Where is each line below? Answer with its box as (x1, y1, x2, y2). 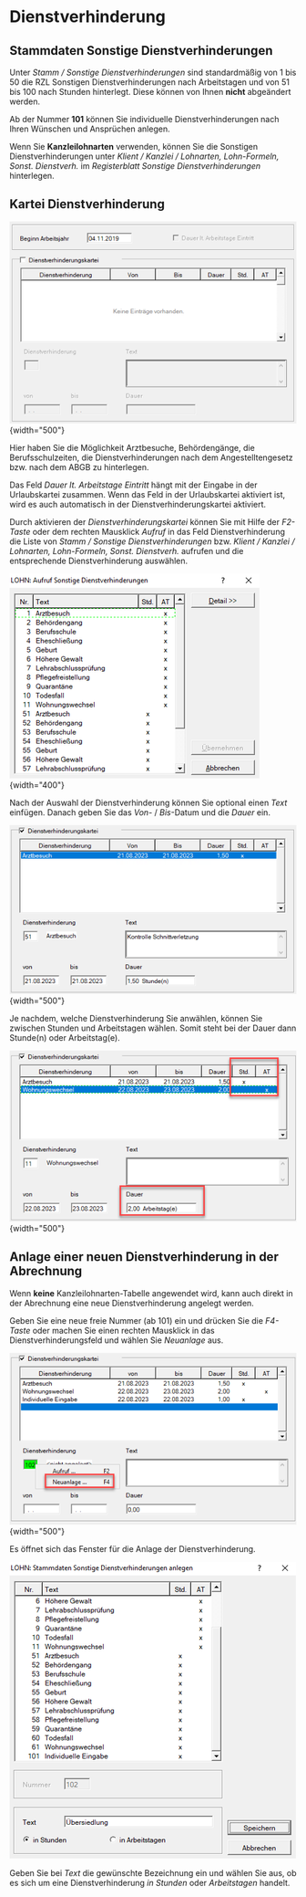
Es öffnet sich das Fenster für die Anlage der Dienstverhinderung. (9, 1544, 257, 1555)
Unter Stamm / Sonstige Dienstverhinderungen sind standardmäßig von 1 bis (9, 67, 297, 78)
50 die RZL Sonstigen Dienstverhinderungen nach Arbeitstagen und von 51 (9, 77, 290, 88)
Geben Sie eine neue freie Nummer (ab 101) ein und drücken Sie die (9, 1315, 264, 1326)
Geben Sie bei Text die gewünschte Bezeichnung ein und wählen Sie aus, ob (9, 1868, 297, 1879)
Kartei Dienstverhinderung (9, 196, 166, 212)
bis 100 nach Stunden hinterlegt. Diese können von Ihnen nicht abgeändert (9, 87, 291, 97)
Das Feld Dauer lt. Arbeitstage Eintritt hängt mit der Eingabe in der (9, 479, 258, 490)
